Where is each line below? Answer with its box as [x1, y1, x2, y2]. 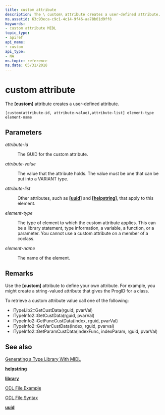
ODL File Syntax [5, 395, 38, 401]
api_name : [5, 40, 26, 45]
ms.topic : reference [5, 58, 48, 63]
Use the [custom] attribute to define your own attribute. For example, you [5, 282, 155, 288]
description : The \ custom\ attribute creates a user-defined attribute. [5, 12, 161, 17]
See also [5, 343, 32, 351]
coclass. [17, 235, 35, 242]
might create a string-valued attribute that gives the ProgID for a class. [5, 287, 150, 294]
